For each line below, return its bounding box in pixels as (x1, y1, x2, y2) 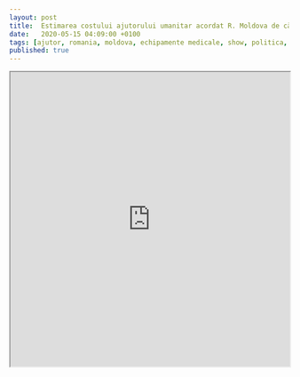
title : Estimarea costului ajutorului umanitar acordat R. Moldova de (9, 21, 280, 30)
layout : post (9, 12, 58, 22)
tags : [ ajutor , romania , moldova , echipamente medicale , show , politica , (9, 37, 288, 47)
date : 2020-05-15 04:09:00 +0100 (9, 29, 141, 38)
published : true (9, 46, 69, 55)
